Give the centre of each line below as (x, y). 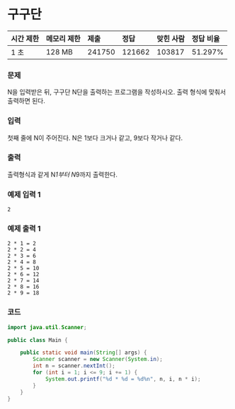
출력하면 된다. (27, 101)
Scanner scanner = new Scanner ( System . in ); (98, 360)
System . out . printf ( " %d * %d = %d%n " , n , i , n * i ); (123, 379)
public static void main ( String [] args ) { (84, 353)
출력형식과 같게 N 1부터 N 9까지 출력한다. (63, 174)
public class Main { (38, 340)
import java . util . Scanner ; (47, 327)
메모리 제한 (63, 38)
